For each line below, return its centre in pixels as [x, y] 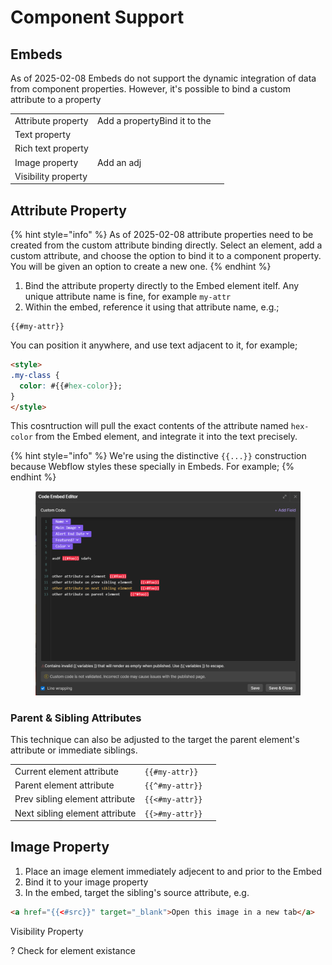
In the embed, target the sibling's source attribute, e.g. [137, 892]
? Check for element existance [73, 950]
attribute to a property [56, 99]
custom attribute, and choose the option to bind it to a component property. [166, 256]
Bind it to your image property [86, 882]
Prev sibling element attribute [75, 799]
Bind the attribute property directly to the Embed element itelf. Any [162, 286]
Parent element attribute [64, 785]
